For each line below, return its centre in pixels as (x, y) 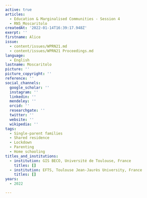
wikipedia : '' (24, 124)
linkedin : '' (23, 97)
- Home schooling (27, 152)
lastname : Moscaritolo (28, 65)
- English (19, 60)
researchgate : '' (27, 111)
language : (15, 55)
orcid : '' (19, 106)
